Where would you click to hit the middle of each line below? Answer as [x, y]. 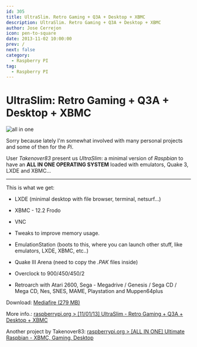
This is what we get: [30, 188]
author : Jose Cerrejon [34, 28]
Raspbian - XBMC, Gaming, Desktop [50, 338]
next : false [21, 50]
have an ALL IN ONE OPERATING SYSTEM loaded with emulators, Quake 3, [97, 164]
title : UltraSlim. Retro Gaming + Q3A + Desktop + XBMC [76, 17]
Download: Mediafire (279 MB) [43, 302]
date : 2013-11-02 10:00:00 [39, 39]
